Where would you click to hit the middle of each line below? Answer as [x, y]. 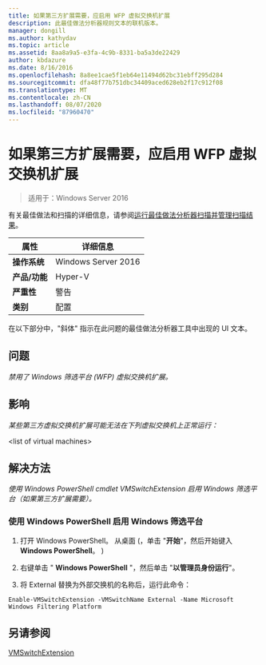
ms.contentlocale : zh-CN [50, 98]
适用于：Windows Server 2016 [78, 197]
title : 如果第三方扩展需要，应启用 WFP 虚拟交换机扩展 [89, 16]
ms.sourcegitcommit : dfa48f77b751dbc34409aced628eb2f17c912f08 [116, 82]
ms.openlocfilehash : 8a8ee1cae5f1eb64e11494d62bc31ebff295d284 [116, 75]
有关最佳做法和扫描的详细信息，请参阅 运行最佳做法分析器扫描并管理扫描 [127, 215]
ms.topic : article [39, 46]
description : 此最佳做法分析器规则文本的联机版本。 [85, 23]
